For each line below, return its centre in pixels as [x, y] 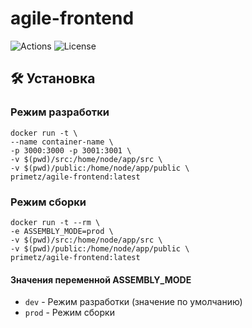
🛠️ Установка [53, 78]
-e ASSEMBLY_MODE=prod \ [62, 231]
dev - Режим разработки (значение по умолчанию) [133, 302]
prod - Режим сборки [69, 313]
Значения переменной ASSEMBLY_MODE [101, 279]
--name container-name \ [62, 142]
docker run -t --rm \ [55, 222]
